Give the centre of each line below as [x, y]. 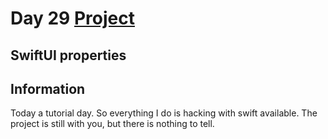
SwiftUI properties [68, 55]
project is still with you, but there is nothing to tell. [112, 124]
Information [48, 88]
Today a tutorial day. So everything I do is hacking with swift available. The [164, 113]
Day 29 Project [72, 18]
